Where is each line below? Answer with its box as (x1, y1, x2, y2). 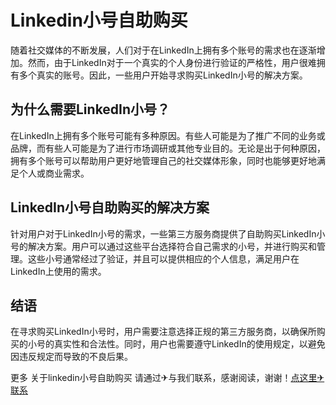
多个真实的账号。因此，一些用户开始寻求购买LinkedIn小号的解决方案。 (18, 69, 308, 81)
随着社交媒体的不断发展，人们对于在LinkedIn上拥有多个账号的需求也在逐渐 (10, 44, 317, 56)
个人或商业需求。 (18, 167, 90, 179)
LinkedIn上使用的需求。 (10, 265, 107, 277)
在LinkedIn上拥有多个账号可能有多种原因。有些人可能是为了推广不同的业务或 (10, 129, 326, 141)
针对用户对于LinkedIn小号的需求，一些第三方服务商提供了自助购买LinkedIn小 (10, 227, 326, 240)
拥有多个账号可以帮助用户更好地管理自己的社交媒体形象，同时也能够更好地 (10, 154, 317, 166)
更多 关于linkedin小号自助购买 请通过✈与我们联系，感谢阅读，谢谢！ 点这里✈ (10, 372, 325, 384)
